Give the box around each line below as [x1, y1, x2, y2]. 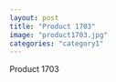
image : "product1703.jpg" [9, 30, 108, 39]
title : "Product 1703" [9, 22, 96, 31]
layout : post [9, 13, 59, 23]
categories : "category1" [9, 38, 104, 48]
